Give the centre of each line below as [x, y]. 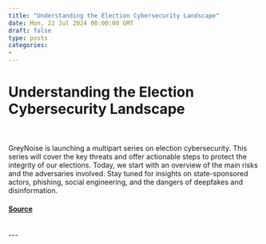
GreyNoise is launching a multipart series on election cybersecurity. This [128, 148]
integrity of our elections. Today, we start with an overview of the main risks [133, 165]
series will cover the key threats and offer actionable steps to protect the [128, 156]
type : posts [28, 38]
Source [21, 209]
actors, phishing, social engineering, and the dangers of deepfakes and [126, 182]
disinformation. [33, 190]
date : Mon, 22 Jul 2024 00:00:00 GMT [71, 23]
